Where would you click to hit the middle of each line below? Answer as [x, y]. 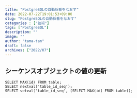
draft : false [18, 46]
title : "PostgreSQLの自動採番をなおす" [42, 9]
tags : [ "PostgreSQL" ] [27, 28]
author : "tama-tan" [25, 41]
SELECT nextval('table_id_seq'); [39, 87]
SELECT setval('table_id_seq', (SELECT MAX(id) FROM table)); [69, 91]
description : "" [21, 32]
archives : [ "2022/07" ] [28, 50]
